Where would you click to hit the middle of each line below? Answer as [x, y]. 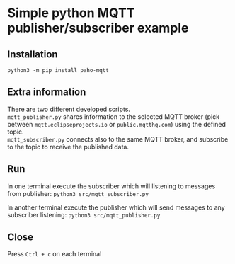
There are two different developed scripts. [69, 109]
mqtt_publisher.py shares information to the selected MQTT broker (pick [114, 116]
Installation [33, 54]
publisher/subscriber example [98, 28]
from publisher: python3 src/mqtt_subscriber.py [78, 193]
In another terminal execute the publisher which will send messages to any [116, 207]
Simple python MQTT [71, 13]
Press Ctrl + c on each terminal [55, 254]
